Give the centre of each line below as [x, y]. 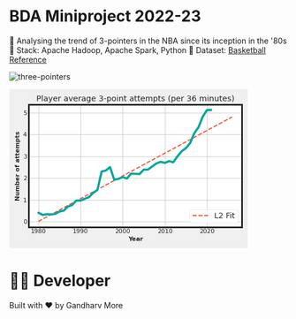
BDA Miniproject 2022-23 [105, 16]
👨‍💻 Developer [60, 281]
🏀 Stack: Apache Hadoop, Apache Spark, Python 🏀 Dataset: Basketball [138, 49]
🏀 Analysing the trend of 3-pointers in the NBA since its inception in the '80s [148, 41]
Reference [28, 59]
